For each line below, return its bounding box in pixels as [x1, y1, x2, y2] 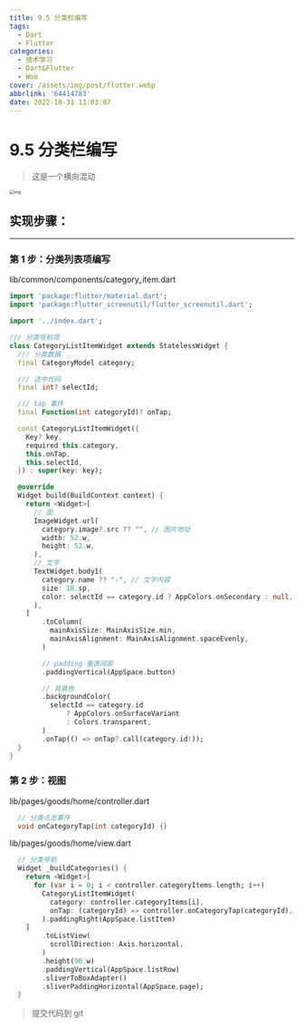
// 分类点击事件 [17, 813, 71, 822]
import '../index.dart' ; [9, 316, 103, 326]
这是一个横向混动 [31, 171, 96, 182]
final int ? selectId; [17, 383, 100, 392]
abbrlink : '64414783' [9, 89, 91, 98]
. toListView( [42, 931, 91, 941]
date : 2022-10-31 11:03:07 [9, 97, 111, 107]
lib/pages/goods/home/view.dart [9, 838, 131, 848]
